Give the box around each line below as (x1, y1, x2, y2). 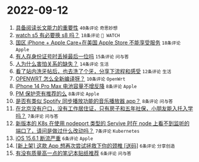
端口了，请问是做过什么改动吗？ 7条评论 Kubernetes (15, 127, 140, 134)
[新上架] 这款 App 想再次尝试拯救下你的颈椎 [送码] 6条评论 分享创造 (15, 142, 175, 149)
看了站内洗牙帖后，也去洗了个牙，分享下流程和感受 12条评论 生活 (15, 67, 172, 74)
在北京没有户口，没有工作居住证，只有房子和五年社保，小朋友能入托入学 (15, 105, 193, 112)
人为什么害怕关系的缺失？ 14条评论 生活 (15, 60, 109, 67)
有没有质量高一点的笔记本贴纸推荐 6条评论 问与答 (15, 149, 132, 157)
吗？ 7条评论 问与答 (15, 112, 59, 119)
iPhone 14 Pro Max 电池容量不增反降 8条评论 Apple (15, 82, 137, 89)
